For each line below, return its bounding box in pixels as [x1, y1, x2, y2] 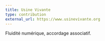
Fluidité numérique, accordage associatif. [5, 30, 91, 36]
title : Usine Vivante [5, 7, 51, 12]
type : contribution [5, 12, 46, 17]
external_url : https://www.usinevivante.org [5, 16, 100, 21]
